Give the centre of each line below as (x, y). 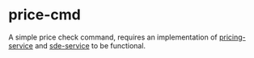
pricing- (232, 37)
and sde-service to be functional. (91, 45)
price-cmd (44, 15)
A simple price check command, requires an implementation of (113, 37)
